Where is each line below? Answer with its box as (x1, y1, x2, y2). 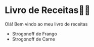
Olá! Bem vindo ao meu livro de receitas (5, 21, 88, 27)
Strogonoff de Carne (12, 36, 55, 42)
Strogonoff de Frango (12, 30, 58, 36)
